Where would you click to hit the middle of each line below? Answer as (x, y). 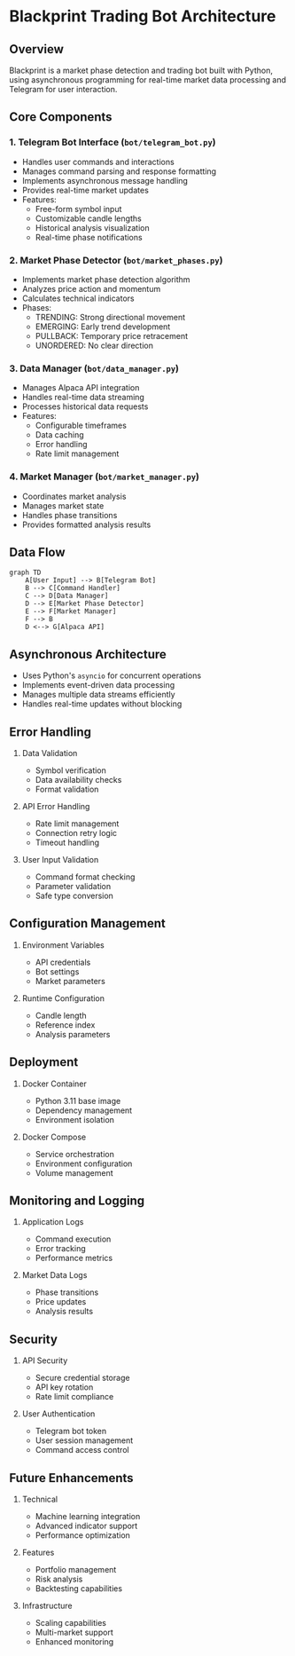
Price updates (61, 1302)
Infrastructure (47, 1606)
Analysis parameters (73, 1034)
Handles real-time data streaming (83, 398)
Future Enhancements (72, 1478)
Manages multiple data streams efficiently (98, 695)
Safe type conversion (74, 896)
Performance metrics (74, 1258)
